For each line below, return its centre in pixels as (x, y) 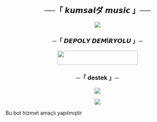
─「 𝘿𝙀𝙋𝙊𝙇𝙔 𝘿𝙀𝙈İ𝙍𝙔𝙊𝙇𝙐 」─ (97, 41)
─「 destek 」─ (97, 78)
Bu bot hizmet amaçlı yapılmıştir (44, 113)
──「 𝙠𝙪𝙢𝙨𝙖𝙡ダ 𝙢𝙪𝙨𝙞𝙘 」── (97, 11)
